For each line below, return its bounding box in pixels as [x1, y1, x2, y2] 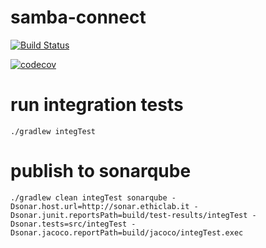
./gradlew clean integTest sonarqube [10, 192, 168, 203]
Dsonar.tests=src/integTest [10, 219, 128, 229]
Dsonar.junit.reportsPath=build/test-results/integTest [10, 210, 248, 220]
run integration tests [10, 94, 184, 116]
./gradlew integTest [10, 126, 97, 136]
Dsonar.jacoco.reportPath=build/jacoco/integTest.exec [10, 227, 244, 238]
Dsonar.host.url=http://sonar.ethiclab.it [10, 201, 190, 211]
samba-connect [10, 6, 147, 29]
